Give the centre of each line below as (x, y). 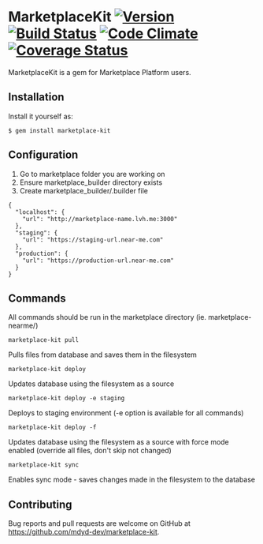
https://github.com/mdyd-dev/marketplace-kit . (84, 532)
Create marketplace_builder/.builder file (83, 190)
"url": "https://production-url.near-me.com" (98, 261)
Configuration (43, 155)
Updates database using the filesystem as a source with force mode (119, 442)
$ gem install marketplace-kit (59, 130)
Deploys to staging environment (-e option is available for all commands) (126, 413)
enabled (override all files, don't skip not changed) (90, 451)
